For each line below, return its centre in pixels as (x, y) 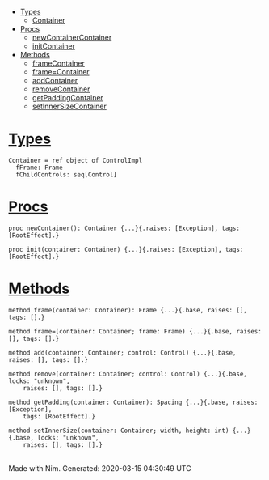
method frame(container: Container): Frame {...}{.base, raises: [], (128, 310)
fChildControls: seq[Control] (66, 174)
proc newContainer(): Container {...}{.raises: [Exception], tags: (124, 228)
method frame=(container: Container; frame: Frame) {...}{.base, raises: (135, 331)
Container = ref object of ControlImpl (76, 160)
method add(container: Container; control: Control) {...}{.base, (122, 353)
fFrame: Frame (39, 168)
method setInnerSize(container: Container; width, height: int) (119, 431)
